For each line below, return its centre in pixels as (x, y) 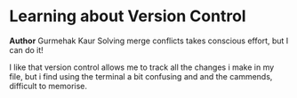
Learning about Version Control (128, 16)
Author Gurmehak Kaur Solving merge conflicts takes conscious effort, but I (149, 41)
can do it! (27, 49)
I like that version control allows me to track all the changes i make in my (142, 67)
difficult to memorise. (48, 86)
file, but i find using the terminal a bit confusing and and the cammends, (141, 76)
